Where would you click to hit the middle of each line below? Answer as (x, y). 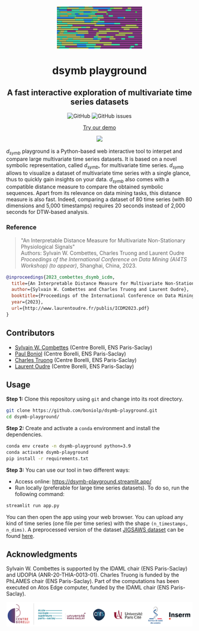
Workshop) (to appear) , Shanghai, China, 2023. (79, 265)
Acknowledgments (42, 555)
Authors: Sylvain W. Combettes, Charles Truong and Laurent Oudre (102, 253)
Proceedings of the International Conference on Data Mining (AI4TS (104, 259)
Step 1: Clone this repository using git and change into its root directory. (95, 399)
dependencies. (24, 435)
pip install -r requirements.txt (47, 459)
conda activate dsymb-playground (47, 453)
